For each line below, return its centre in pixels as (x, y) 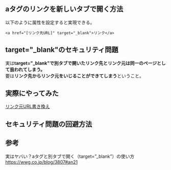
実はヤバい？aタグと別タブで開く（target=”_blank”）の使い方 (70, 156)
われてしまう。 (30, 69)
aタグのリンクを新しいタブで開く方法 (64, 9)
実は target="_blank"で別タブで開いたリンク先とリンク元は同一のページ (81, 63)
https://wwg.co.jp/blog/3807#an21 (42, 162)
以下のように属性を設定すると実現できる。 (50, 22)
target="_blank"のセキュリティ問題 (62, 50)
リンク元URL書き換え (28, 106)
